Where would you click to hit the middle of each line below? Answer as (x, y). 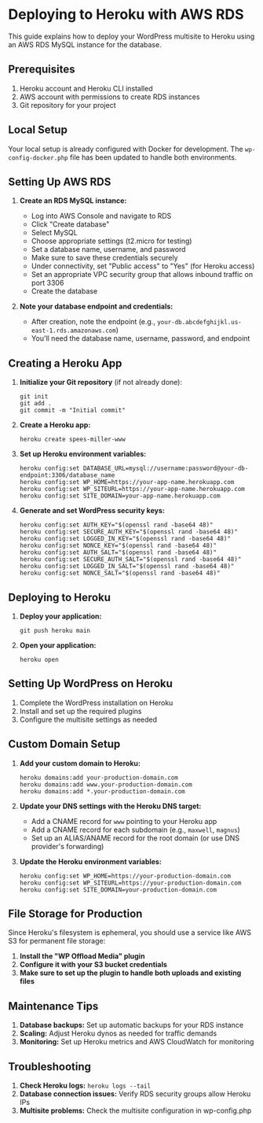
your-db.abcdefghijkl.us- (199, 323)
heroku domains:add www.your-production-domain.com (106, 785)
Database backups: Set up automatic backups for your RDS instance (131, 1025)
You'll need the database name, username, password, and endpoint (141, 338)
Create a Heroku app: (55, 425)
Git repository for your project (68, 105)
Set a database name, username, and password (108, 249)
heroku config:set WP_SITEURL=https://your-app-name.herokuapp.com (132, 489)
